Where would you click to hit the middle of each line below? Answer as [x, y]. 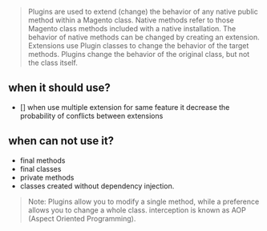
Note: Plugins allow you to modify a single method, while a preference [144, 201]
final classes [40, 168]
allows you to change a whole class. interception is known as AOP [137, 210]
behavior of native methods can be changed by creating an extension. [144, 37]
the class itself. [53, 63]
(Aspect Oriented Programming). [82, 218]
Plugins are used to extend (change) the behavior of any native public [143, 12]
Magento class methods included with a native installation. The [132, 28]
